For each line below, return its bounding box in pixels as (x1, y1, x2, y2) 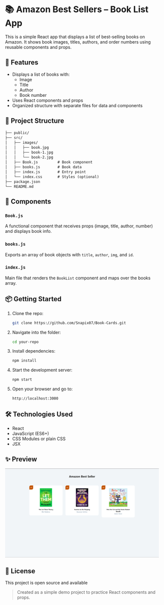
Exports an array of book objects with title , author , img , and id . (5, 251, 134, 257)
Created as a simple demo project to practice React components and (17, 589, 156, 595)
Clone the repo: (12, 310, 44, 316)
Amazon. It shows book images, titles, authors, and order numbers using (5, 39, 151, 45)
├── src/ (5, 135, 23, 140)
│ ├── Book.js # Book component (5, 159, 93, 164)
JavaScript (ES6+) (12, 430, 49, 436)
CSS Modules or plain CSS (12, 436, 66, 442)
